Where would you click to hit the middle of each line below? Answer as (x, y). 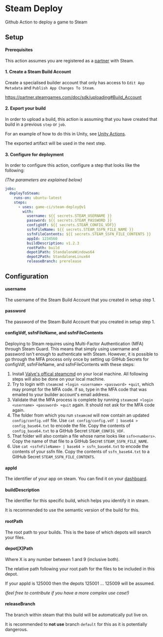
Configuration (27, 277)
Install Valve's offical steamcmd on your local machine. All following (80, 374)
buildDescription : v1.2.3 (53, 243)
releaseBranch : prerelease (54, 261)
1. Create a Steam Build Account (38, 72)
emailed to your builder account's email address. (61, 395)
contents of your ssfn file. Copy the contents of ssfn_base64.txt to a (81, 452)
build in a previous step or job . (36, 124)
